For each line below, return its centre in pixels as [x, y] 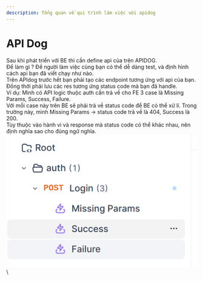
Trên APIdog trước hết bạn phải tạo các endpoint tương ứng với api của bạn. [101, 79]
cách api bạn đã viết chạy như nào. [50, 73]
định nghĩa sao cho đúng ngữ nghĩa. [51, 131]
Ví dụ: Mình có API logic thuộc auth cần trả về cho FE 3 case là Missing [95, 92]
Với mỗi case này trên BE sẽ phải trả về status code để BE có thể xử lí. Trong [101, 105]
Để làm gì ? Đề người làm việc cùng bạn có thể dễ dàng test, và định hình [98, 67]
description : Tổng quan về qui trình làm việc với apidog [81, 13]
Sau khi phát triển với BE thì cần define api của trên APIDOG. [82, 60]
